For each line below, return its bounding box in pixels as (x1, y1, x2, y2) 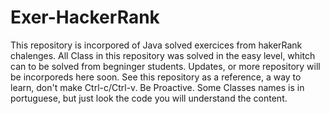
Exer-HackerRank (10, 6, 160, 29)
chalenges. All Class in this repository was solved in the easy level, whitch (10, 49, 316, 61)
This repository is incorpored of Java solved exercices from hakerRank (10, 39, 303, 51)
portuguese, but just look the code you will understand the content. (10, 92, 288, 104)
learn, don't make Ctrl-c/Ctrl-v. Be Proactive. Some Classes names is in (10, 81, 305, 93)
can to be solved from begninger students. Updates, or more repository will (10, 60, 321, 72)
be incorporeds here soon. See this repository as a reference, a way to (10, 71, 302, 83)
